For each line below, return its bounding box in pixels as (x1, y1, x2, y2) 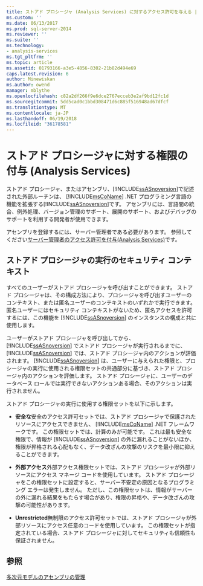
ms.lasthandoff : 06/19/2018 (6, 115, 77, 121)
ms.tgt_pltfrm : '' (6, 54, 53, 60)
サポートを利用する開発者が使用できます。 (6, 216, 112, 223)
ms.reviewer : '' (6, 31, 47, 37)
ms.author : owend (6, 82, 50, 88)
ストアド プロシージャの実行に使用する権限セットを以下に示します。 (6, 400, 176, 407)
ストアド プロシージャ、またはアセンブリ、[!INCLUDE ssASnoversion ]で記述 (6, 185, 195, 193)
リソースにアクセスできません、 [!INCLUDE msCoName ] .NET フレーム (14, 420, 190, 428)
